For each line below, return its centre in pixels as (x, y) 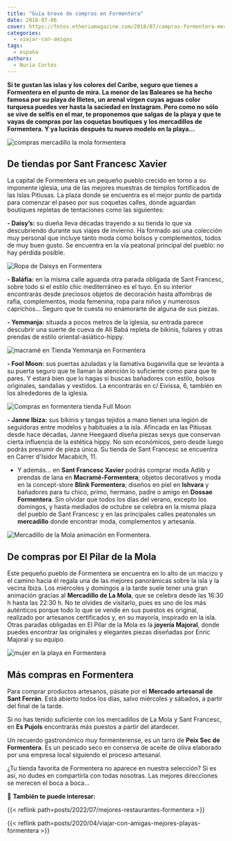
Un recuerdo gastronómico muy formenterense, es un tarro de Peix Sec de (114, 740)
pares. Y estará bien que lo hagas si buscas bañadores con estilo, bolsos (111, 378)
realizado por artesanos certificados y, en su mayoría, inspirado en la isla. (112, 618)
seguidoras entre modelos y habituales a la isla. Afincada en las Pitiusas (109, 427)
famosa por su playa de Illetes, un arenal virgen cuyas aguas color (104, 99)
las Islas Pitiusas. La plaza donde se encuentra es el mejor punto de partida (115, 195)
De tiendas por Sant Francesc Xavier (87, 164)
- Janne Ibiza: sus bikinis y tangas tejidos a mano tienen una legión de (108, 420)
